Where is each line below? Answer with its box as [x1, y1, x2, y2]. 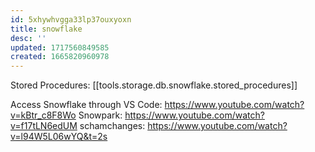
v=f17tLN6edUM [10, 120, 78, 132]
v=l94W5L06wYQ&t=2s [10, 131, 108, 143]
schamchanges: [79, 120, 146, 132]
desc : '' [10, 33, 47, 43]
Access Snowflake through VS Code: [10, 99, 163, 111]
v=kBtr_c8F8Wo [10, 109, 77, 121]
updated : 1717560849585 [10, 42, 110, 53]
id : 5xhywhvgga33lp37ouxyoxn [10, 14, 132, 25]
